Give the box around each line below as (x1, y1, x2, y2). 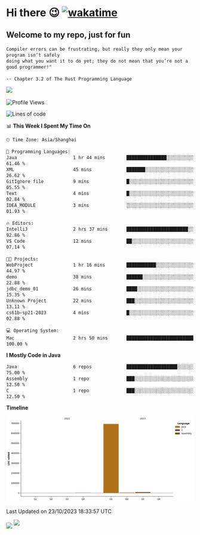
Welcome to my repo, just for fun (6, 30, 131, 40)
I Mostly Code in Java (6, 352, 61, 358)
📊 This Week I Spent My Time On (6, 122, 91, 129)
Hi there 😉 (6, 6, 60, 20)
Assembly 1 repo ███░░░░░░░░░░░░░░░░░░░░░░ (6, 376, 194, 382)
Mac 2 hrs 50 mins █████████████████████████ (6, 335, 194, 341)
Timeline (6, 404, 29, 411)
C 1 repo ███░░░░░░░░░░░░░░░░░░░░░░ (6, 388, 194, 394)
